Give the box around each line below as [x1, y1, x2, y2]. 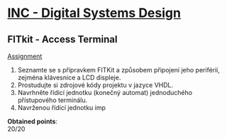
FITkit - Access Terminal [7, 33, 118, 45]
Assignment [7, 52, 43, 60]
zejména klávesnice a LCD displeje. [17, 73, 121, 82]
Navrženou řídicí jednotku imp [17, 104, 106, 111]
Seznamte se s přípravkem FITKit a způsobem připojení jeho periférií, [17, 66, 220, 74]
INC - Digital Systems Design [7, 5, 181, 21]
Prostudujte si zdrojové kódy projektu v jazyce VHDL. [17, 81, 174, 89]
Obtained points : [7, 117, 58, 126]
